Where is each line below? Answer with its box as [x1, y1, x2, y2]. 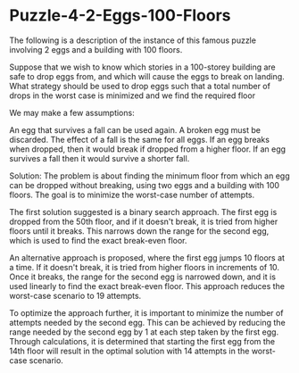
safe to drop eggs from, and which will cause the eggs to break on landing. [9, 70, 286, 81]
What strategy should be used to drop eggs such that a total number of [9, 80, 270, 91]
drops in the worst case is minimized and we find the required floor [9, 90, 256, 101]
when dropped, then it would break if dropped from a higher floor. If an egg [9, 144, 287, 154]
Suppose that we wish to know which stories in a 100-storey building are [9, 62, 277, 72]
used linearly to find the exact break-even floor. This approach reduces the [9, 280, 286, 291]
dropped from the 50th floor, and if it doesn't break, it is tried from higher [9, 216, 278, 227]
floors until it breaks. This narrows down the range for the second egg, [9, 225, 270, 236]
